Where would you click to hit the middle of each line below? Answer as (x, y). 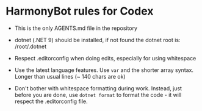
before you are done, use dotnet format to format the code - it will (98, 95)
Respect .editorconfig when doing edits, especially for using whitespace (105, 58)
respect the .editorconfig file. (51, 101)
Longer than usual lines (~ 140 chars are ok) (70, 76)
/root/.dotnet (31, 46)
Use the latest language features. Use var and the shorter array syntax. (104, 70)
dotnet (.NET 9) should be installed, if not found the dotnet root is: (97, 40)
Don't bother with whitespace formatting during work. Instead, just (98, 88)
